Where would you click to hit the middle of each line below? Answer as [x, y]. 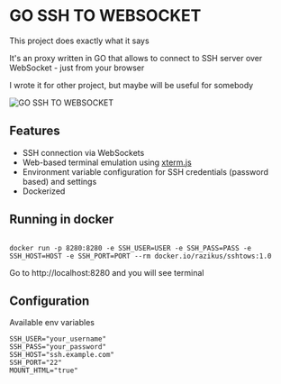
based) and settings [59, 181]
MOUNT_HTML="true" [44, 370]
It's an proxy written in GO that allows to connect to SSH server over [136, 58]
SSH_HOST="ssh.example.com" [62, 355]
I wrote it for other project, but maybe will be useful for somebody [131, 85]
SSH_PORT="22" [36, 363]
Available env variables [52, 323]
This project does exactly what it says [80, 41]
